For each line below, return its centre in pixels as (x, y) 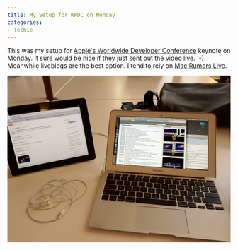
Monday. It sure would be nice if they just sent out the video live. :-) (106, 58)
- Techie (20, 30)
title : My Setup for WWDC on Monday (61, 15)
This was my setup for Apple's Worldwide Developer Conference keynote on (119, 51)
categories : (25, 22)
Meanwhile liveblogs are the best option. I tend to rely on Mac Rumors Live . (117, 66)
